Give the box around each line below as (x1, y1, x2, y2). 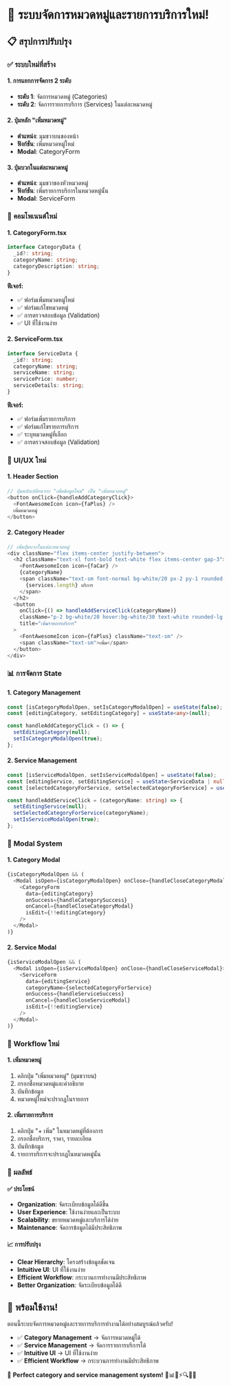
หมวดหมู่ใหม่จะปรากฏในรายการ (16, 1094, 89, 1103)
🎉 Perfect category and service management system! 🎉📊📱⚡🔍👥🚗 (7, 1371, 197, 1379)
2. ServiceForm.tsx (7, 335, 63, 343)
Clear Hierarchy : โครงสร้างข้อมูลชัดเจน (16, 1258, 115, 1266)
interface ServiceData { (7, 350, 78, 357)
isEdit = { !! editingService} (25, 1004, 103, 1011)
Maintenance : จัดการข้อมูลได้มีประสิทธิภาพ (16, 1224, 122, 1232)
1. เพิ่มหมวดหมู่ (7, 1056, 42, 1064)
